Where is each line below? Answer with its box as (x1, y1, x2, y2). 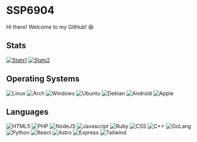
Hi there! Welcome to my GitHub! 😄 (6, 23, 94, 30)
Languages (6, 107, 49, 117)
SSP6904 (6, 4, 55, 17)
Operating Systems (6, 74, 80, 84)
